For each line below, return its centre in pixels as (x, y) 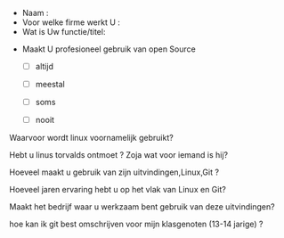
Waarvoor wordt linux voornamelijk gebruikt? (91, 138)
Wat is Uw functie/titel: (64, 32)
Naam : (35, 13)
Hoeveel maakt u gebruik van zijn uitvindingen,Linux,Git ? (114, 172)
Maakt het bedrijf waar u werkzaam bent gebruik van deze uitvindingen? (142, 207)
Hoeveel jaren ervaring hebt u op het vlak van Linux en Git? (118, 190)
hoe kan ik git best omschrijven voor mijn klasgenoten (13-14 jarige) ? (136, 224)
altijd (44, 66)
